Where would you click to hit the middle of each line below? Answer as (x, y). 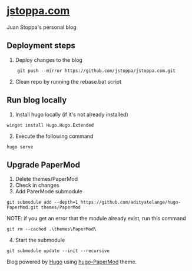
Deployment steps (41, 46)
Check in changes (37, 185)
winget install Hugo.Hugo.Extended (50, 125)
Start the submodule (40, 240)
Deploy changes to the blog (49, 60)
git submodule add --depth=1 (42, 202)
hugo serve (20, 147)
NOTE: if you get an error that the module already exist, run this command (96, 219)
